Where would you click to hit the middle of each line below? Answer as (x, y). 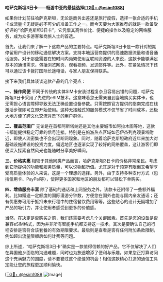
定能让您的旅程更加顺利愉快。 (35, 265)
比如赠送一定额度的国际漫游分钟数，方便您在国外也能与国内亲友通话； (83, 195)
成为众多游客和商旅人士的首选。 (45, 36)
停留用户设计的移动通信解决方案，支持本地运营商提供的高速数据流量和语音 (79, 53)
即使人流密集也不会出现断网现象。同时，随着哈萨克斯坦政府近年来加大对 (86, 138)
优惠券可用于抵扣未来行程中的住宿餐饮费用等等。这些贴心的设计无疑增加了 (83, 202)
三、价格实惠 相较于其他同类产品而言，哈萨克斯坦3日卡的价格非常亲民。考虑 (81, 161)
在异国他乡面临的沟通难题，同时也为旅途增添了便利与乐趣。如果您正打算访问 (81, 253)
